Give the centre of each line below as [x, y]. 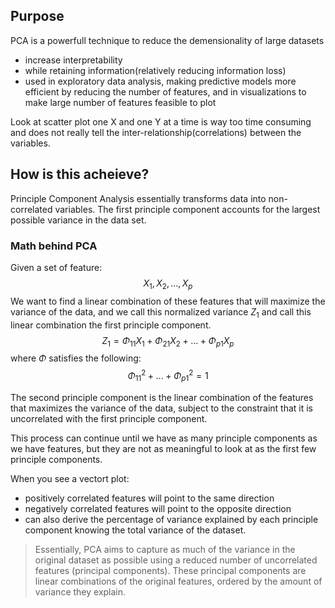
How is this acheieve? [80, 174]
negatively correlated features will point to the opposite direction [158, 508]
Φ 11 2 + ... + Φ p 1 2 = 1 [168, 376]
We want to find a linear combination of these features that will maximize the [168, 301]
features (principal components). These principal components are [170, 570]
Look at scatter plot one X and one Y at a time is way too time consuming [161, 121]
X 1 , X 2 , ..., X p [168, 284]
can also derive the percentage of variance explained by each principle [171, 519]
